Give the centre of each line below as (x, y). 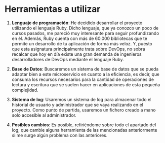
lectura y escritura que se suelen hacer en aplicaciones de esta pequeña (86, 84)
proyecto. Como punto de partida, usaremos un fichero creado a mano (84, 110)
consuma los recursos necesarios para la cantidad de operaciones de (83, 79)
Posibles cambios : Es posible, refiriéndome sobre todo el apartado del (84, 125)
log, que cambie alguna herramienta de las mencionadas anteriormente (84, 130)
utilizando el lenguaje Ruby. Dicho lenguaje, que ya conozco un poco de (85, 28)
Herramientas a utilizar (53, 9)
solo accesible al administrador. (44, 115)
